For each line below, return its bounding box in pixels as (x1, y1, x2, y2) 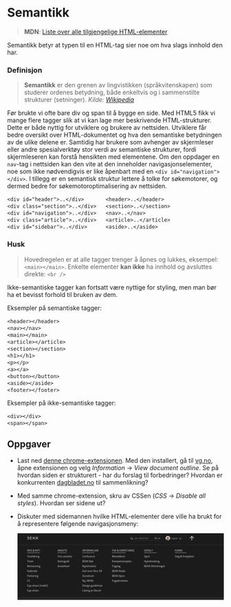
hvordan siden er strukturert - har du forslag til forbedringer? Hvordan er (16, 471, 223, 479)
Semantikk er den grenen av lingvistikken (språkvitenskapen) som (23, 81, 212, 89)
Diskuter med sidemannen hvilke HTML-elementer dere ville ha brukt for (16, 512, 222, 520)
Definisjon (7, 65, 43, 75)
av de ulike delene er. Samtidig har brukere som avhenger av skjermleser (7, 138, 214, 146)
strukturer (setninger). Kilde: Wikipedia (23, 96, 135, 104)
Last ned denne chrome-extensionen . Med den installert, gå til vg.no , (16, 456, 213, 465)
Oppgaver (7, 438, 52, 450)
